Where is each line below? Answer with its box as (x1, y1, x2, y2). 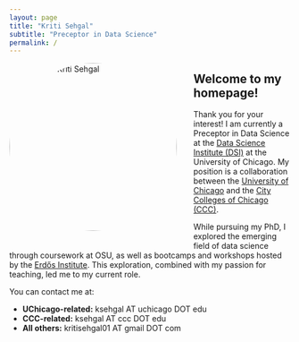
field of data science (193, 241, 270, 252)
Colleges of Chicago (193, 194, 270, 206)
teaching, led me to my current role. (9, 269, 141, 280)
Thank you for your (193, 109, 264, 120)
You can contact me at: (9, 286, 95, 297)
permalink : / (9, 38, 58, 47)
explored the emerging (193, 231, 277, 242)
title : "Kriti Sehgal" (9, 21, 94, 30)
